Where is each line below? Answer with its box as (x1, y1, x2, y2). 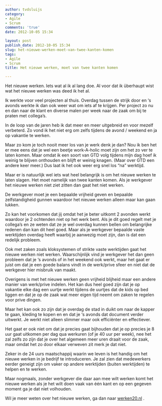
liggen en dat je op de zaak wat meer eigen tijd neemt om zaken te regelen (5, 292, 154, 298)
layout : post (5, 38, 32, 44)
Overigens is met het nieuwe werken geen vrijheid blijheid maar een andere (5, 277, 156, 282)
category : (5, 12, 25, 16)
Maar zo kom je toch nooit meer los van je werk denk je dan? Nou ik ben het (5, 142, 157, 148)
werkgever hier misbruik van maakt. (5, 267, 77, 273)
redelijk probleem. (5, 237, 41, 243)
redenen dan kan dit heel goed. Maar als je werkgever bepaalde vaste (5, 227, 145, 233)
